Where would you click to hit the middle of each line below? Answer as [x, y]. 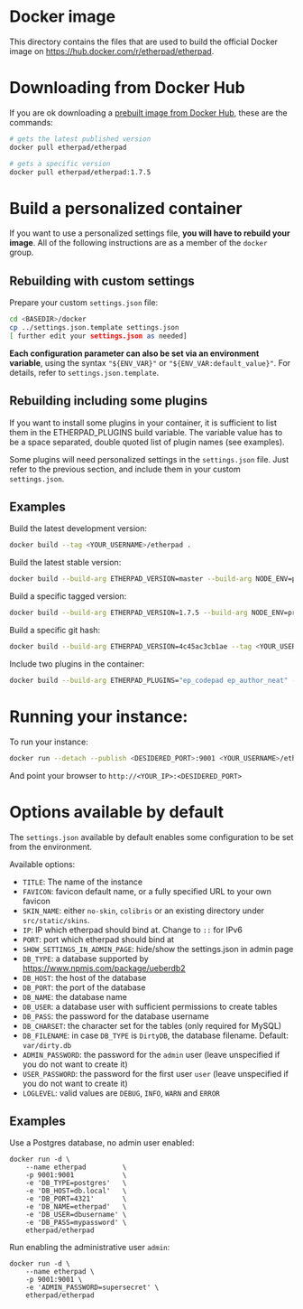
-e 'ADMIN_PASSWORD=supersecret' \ [92, 1288]
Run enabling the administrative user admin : [90, 1248]
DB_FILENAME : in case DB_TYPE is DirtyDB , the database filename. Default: [155, 1035]
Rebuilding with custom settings [102, 280]
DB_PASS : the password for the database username [115, 1016]
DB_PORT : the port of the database [84, 987]
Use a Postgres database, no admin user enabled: [102, 1143]
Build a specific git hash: [55, 630]
